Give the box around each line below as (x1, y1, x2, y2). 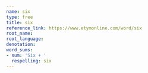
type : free (6, 14, 33, 20)
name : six (6, 8, 31, 15)
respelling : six (11, 58, 52, 64)
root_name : (6, 31, 33, 36)
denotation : (6, 42, 36, 48)
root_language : (6, 36, 44, 42)
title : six (6, 19, 33, 25)
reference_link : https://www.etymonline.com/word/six (6, 25, 143, 31)
